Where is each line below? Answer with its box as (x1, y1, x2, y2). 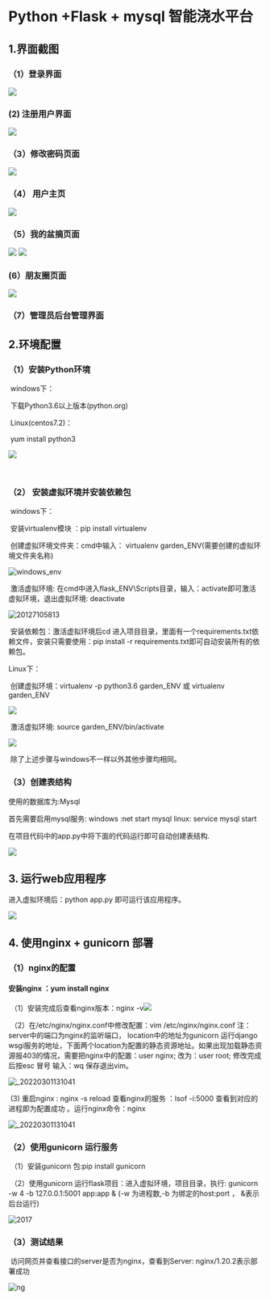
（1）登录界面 (8, 68, 62, 79)
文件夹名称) (15, 551, 54, 561)
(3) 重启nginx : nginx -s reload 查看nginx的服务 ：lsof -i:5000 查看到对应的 (10, 1093, 259, 1103)
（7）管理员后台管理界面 (8, 310, 105, 322)
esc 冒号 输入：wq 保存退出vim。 (22, 1060, 133, 1071)
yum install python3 (10, 434, 77, 444)
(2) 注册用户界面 (8, 108, 72, 120)
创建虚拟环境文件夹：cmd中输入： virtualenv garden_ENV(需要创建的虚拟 (10, 541, 254, 550)
